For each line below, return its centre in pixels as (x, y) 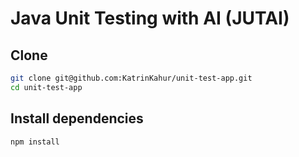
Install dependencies (77, 118)
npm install (35, 142)
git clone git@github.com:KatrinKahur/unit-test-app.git (131, 78)
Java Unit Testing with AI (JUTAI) (150, 18)
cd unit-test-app (46, 87)
